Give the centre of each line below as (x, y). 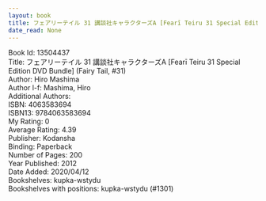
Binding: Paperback (40, 146)
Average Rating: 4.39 (42, 130)
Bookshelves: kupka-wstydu (55, 180)
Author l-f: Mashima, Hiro (49, 88)
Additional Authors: (40, 97)
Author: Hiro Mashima (44, 79)
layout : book (30, 15)
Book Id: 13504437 (39, 53)
